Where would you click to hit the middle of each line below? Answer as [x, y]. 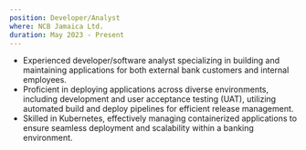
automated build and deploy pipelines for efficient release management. [158, 109]
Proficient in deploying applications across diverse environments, [146, 90]
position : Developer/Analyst [65, 18]
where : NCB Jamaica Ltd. [57, 26]
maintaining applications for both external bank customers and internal [156, 70]
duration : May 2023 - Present [67, 35]
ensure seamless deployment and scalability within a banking [138, 128]
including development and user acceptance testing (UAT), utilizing [149, 99]
